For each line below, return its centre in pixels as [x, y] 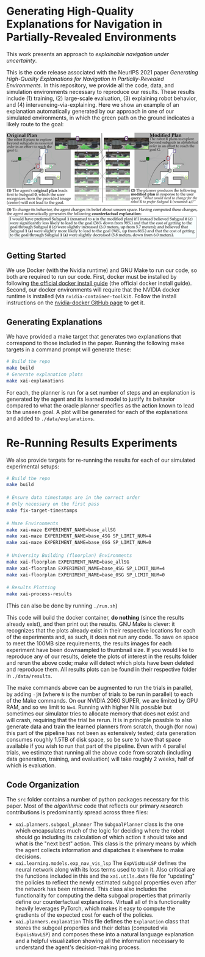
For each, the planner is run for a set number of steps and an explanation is [101, 392]
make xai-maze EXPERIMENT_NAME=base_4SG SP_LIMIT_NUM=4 [79, 536]
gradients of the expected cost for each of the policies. [84, 915]
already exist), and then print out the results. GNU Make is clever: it [91, 624]
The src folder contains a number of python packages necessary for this [98, 800]
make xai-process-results [39, 594]
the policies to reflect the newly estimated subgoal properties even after [106, 883]
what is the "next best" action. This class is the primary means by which [106, 844]
